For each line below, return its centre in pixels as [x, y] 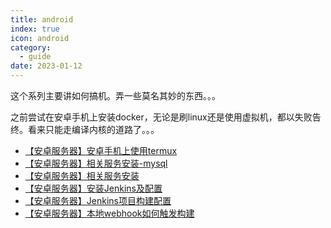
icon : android [40, 38]
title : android [42, 19]
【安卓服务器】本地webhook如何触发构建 [109, 213]
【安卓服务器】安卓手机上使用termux [101, 150]
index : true [35, 29]
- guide [35, 57]
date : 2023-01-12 [46, 66]
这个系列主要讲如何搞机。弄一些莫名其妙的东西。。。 [115, 95]
